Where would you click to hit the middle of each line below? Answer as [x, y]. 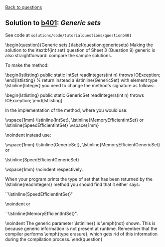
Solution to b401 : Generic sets [53, 23]
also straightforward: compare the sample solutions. [59, 55]
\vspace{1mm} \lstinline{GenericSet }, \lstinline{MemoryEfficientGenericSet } [83, 144]
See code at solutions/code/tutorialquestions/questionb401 [68, 35]
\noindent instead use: [28, 135]
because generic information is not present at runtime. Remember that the [81, 228]
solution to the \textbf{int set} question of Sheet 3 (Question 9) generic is [80, 50]
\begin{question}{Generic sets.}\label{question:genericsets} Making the [79, 45]
